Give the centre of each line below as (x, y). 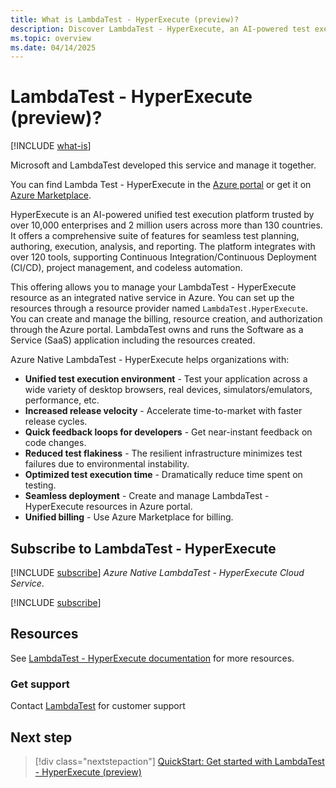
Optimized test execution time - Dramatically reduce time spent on (163, 475)
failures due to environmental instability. (107, 464)
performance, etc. (62, 400)
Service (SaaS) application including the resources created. (133, 340)
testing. (40, 485)
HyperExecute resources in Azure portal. (108, 507)
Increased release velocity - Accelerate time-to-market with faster (163, 411)
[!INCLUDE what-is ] (51, 146)
